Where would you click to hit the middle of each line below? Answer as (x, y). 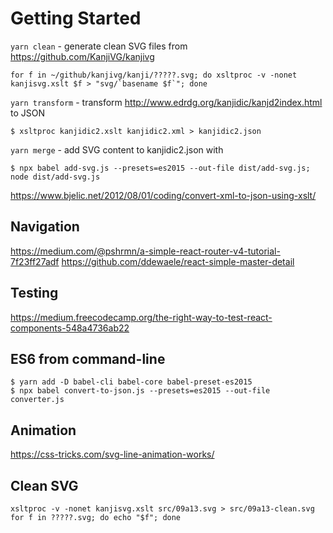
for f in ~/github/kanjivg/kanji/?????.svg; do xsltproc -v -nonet (154, 75)
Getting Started (76, 18)
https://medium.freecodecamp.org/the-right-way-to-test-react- (141, 317)
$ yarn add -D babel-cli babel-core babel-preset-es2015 (131, 382)
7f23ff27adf (35, 261)
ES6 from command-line (88, 358)
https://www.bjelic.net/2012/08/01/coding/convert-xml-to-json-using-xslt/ (163, 195)
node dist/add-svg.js (55, 177)
